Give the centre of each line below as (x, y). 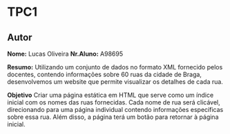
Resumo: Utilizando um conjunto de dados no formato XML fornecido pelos (115, 67)
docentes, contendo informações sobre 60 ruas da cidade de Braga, (105, 74)
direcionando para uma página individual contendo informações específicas (115, 110)
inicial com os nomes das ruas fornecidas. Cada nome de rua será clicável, (114, 102)
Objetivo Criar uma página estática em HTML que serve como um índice (111, 95)
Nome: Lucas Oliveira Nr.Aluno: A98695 (65, 54)
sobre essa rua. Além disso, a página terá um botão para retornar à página (113, 117)
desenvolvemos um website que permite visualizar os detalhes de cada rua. (115, 82)
